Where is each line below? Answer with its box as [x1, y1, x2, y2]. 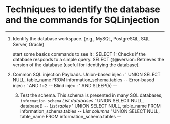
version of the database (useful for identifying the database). [12, 62, 140, 68]
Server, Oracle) [12, 41, 45, 47]
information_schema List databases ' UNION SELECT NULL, [20, 97, 144, 103]
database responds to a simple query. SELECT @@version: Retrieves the [12, 56, 164, 62]
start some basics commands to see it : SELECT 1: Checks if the [12, 51, 146, 57]
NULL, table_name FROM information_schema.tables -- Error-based [12, 77, 154, 83]
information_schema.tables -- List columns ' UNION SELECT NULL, [20, 108, 160, 114]
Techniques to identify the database [5, 4, 160, 15]
